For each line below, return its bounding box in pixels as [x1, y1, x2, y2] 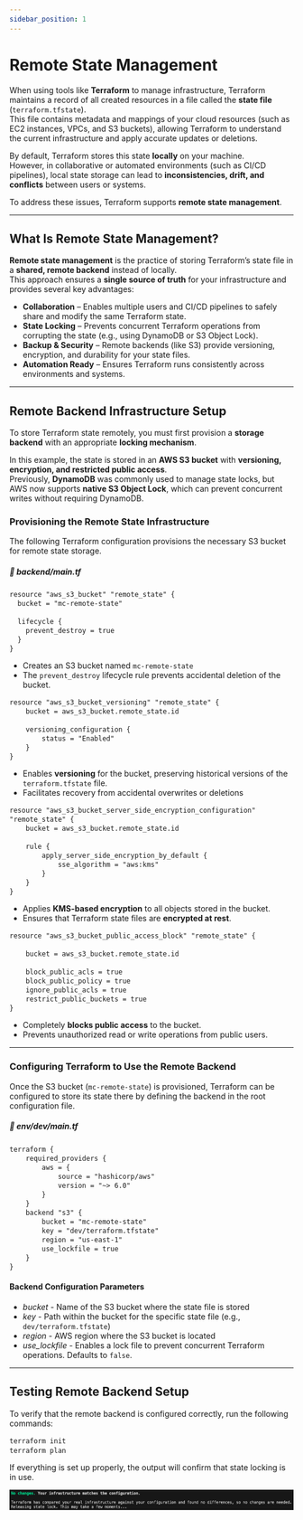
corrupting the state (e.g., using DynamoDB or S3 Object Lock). [22, 330, 259, 341]
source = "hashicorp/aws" [57, 1172, 155, 1181]
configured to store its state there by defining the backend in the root [9, 1090, 266, 1101]
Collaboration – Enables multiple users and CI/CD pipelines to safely [22, 301, 278, 312]
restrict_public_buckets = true [25, 995, 147, 1004]
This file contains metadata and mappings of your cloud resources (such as [9, 113, 290, 124]
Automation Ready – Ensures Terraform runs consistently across [22, 359, 265, 370]
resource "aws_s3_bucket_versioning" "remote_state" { [9, 698, 220, 707]
